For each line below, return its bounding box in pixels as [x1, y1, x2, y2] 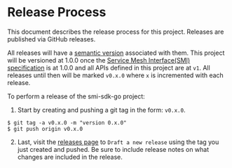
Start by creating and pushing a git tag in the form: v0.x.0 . [17, 105, 186, 114]
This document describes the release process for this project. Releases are [7, 27, 224, 36]
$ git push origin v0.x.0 [7, 125, 83, 132]
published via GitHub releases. [7, 34, 96, 43]
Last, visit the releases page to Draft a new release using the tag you [17, 138, 219, 146]
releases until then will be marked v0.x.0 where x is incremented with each [7, 71, 224, 79]
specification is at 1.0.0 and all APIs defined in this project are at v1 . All [7, 63, 210, 72]
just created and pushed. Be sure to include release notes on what [17, 145, 210, 153]
